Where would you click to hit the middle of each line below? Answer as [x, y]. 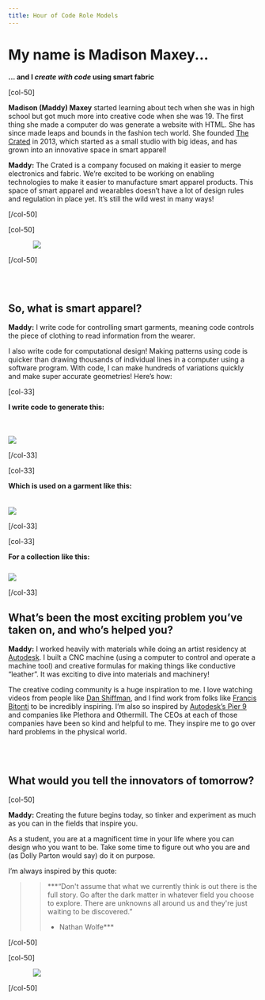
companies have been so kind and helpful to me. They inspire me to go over [132, 723]
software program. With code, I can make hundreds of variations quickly [126, 368]
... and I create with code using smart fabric [81, 77]
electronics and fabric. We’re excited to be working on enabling [112, 173]
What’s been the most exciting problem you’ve [126, 617]
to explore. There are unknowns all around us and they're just [147, 903]
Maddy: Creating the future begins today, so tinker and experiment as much [132, 815]
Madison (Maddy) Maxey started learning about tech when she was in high [132, 107]
